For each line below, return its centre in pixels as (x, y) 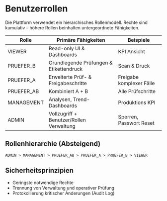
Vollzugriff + (63, 113)
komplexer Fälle (136, 83)
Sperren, (128, 116)
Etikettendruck (66, 69)
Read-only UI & (67, 48)
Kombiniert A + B (69, 91)
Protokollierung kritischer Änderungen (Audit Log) (63, 193)
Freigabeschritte (68, 83)
